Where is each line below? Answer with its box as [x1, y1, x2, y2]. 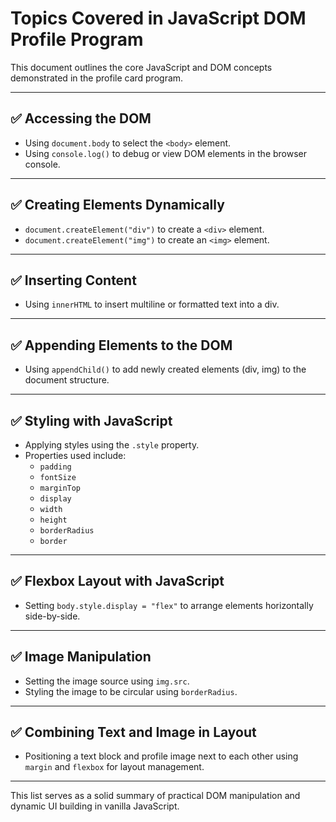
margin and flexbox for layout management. [24, 761, 205, 773]
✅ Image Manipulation [10, 648, 152, 666]
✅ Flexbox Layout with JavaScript [10, 573, 225, 590]
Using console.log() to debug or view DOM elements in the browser [24, 147, 308, 159]
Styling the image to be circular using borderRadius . [24, 685, 238, 697]
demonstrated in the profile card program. [10, 72, 184, 84]
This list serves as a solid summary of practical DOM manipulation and [10, 790, 301, 802]
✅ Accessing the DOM [10, 110, 152, 127]
